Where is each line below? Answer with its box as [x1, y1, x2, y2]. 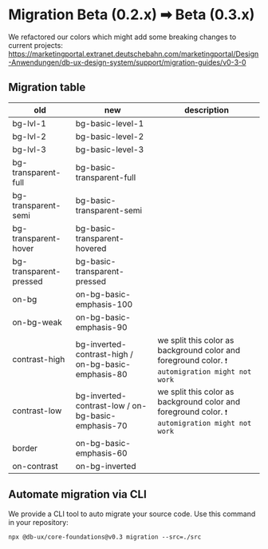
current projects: [8, 40, 64, 50]
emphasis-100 [75, 298, 133, 309]
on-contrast [12, 460, 58, 471]
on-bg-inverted [75, 460, 136, 471]
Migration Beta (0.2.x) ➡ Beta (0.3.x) [8, 6, 255, 24]
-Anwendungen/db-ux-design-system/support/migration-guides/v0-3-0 [8, 58, 246, 67]
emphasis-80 [75, 369, 128, 380]
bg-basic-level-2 [75, 130, 144, 141]
